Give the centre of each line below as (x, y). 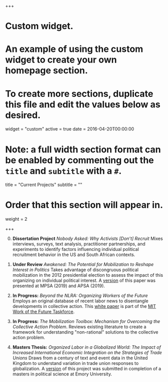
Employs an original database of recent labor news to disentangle (80, 301)
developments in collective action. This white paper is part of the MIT (84, 306)
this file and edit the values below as (83, 104)
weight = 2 (16, 219)
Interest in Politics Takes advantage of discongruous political (75, 270)
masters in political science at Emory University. (62, 374)
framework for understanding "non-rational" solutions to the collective (85, 332)
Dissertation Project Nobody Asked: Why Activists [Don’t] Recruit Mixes (88, 239)
